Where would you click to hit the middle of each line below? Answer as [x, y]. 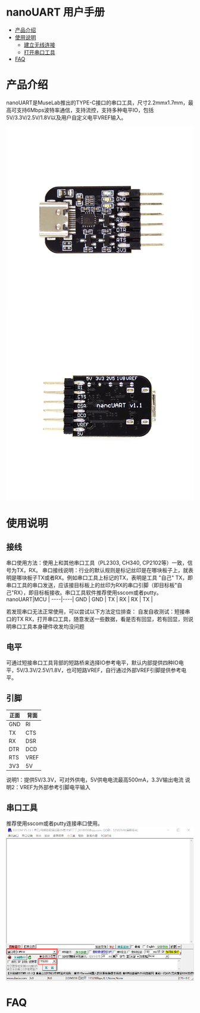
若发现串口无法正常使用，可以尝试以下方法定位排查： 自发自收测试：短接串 [98, 611]
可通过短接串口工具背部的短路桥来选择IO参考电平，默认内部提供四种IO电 [95, 662]
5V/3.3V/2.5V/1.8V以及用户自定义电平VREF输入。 [66, 118]
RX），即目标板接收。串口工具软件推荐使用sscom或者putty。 [88, 592]
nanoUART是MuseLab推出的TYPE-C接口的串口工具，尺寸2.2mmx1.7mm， [97, 103]
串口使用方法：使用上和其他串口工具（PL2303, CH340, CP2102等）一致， [97, 563]
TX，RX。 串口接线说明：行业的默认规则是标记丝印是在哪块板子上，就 [102, 570]
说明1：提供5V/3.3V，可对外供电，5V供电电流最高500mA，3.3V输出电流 [95, 780]
